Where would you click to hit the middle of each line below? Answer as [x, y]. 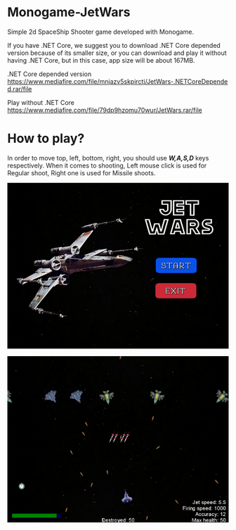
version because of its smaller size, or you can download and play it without [117, 53]
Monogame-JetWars [69, 12]
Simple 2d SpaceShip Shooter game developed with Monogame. [101, 32]
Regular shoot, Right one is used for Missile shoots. [81, 172]
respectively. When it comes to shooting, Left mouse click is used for [107, 165]
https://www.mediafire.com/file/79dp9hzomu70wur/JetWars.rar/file [105, 110]
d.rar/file [20, 89]
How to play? [46, 139]
